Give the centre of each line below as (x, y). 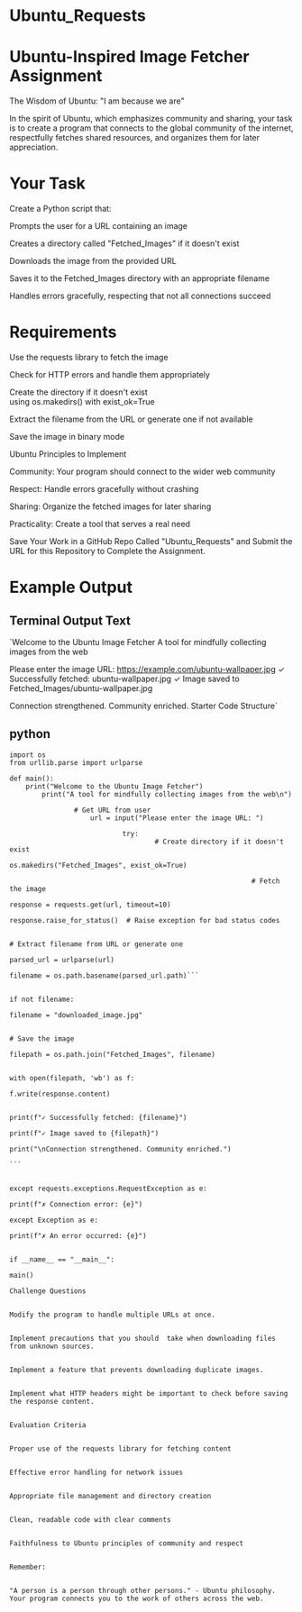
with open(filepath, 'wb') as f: (72, 1078)
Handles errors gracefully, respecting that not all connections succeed (140, 296)
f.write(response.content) (60, 1094)
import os (28, 755)
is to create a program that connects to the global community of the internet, (151, 128)
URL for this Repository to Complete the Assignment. (107, 551)
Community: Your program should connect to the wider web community (142, 471)
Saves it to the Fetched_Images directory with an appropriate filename (140, 278)
